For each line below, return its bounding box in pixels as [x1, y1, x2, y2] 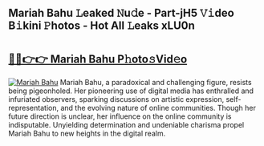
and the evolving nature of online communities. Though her [59, 103, 257, 112]
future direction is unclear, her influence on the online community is [8, 112, 232, 121]
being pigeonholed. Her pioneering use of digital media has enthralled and [8, 86, 254, 95]
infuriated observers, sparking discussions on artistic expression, [8, 95, 225, 103]
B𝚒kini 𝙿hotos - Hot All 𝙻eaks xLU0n [8, 19, 195, 33]
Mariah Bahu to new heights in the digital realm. [8, 128, 166, 138]
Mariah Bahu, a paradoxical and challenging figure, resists [59, 78, 252, 87]
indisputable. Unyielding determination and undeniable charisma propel [8, 120, 245, 129]
